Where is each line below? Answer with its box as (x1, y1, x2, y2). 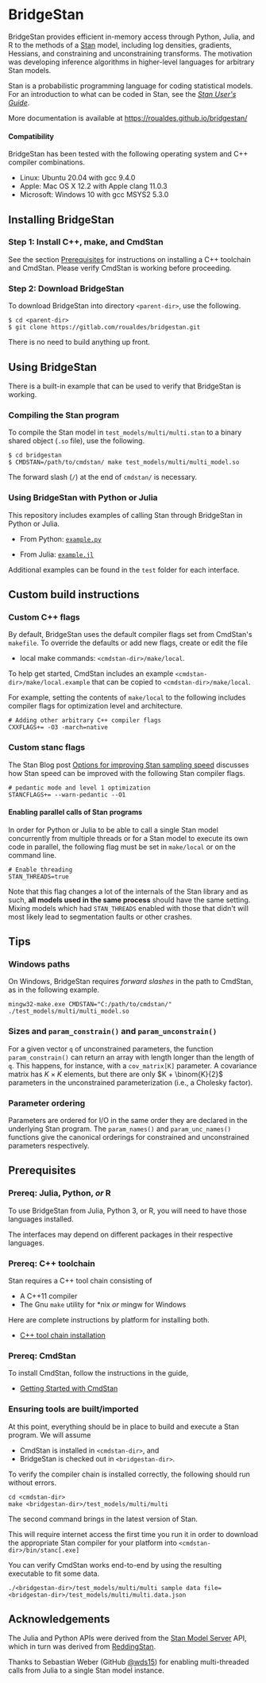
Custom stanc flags (8, 742, 86, 753)
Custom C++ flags (8, 612, 81, 623)
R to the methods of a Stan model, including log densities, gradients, (8, 40, 232, 49)
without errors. (8, 1477, 57, 1487)
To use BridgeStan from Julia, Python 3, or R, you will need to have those (8, 1206, 248, 1215)
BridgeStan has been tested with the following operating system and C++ (8, 149, 249, 159)
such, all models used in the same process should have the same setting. (8, 895, 251, 905)
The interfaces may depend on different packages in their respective (8, 1229, 233, 1239)
